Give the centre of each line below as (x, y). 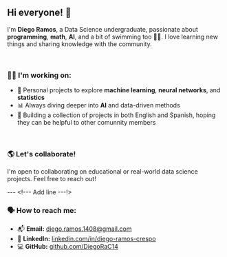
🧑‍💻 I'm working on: (39, 75)
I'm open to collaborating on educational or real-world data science (102, 172)
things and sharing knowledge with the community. (80, 44)
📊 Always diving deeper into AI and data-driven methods (98, 105)
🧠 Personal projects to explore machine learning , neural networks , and (119, 90)
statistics (31, 98)
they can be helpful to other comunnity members (86, 123)
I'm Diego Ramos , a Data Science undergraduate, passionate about (102, 29)
